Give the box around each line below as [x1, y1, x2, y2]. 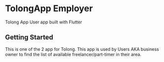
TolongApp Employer [5, 3, 93, 14]
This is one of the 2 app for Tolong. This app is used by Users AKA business [5, 46, 159, 52]
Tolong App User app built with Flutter [5, 19, 82, 25]
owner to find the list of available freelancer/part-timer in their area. [5, 51, 141, 57]
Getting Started [5, 33, 54, 41]
